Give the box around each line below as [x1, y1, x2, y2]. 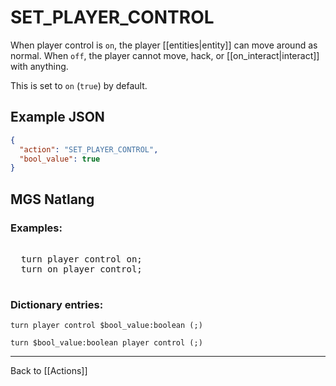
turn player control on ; [20, 253, 143, 265]
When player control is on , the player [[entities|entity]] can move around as [10, 39, 318, 51]
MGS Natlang [10, 191, 95, 208]
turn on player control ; [20, 263, 143, 275]
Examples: [10, 221, 63, 235]
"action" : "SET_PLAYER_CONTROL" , [19, 144, 159, 155]
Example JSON [10, 109, 105, 126]
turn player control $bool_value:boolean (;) [10, 321, 203, 331]
